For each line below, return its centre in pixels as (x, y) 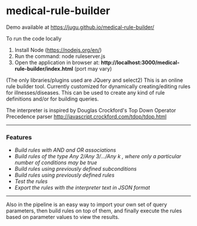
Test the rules (31, 181)
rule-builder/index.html (44, 68)
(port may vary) (93, 68)
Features (19, 137)
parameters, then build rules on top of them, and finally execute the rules (94, 211)
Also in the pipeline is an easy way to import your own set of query (86, 205)
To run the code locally (34, 38)
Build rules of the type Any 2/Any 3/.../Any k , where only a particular (98, 157)
